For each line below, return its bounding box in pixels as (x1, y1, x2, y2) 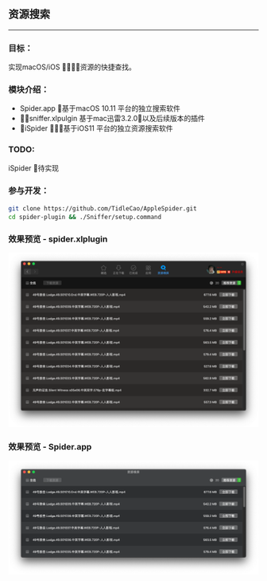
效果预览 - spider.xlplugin (8, 234, 108, 245)
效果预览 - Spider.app (8, 442, 92, 453)
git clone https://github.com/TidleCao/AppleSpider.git (8, 205, 197, 213)
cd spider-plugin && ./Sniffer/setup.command (8, 213, 161, 221)
